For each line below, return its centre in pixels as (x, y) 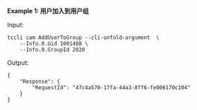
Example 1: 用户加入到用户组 (48, 11)
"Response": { (40, 81)
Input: (16, 25)
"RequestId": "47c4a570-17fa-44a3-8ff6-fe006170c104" (111, 88)
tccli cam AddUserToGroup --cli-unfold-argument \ (83, 38)
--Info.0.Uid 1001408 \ (54, 44)
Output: (18, 63)
